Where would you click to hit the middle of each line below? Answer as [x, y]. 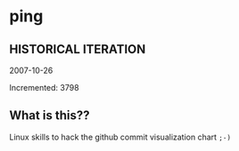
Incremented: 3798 [44, 87]
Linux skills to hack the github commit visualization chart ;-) [120, 137]
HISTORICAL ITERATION [78, 49]
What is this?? [49, 116]
